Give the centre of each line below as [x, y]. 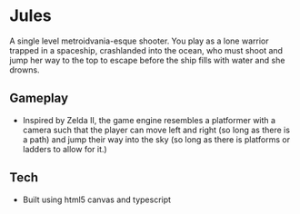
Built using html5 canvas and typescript [96, 199]
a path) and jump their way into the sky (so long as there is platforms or [156, 139]
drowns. [25, 70]
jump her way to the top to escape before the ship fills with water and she [147, 60]
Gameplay [39, 98]
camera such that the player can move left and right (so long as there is [156, 130]
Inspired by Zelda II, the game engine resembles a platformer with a [149, 120]
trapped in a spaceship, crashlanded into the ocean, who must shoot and [146, 50]
